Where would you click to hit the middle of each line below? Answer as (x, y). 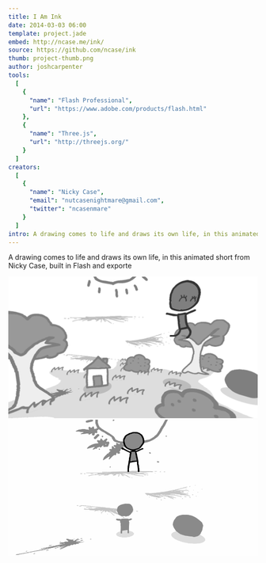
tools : (19, 75)
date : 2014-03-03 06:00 (47, 25)
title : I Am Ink (35, 17)
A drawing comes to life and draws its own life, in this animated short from (129, 257)
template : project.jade (47, 33)
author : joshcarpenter (46, 67)
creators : (25, 167)
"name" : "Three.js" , (63, 134)
